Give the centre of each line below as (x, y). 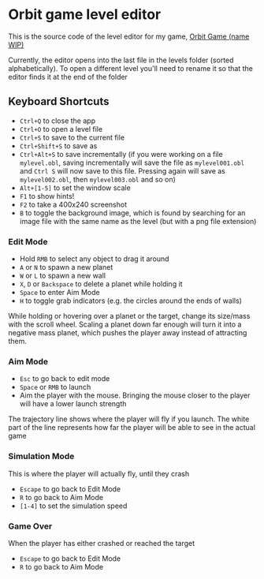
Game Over (30, 526)
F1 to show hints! (47, 196)
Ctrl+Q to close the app (58, 121)
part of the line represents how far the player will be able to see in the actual (132, 428)
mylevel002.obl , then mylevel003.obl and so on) (97, 179)
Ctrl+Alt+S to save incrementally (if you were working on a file (121, 154)
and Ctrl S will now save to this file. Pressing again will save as (123, 170)
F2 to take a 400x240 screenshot (73, 204)
